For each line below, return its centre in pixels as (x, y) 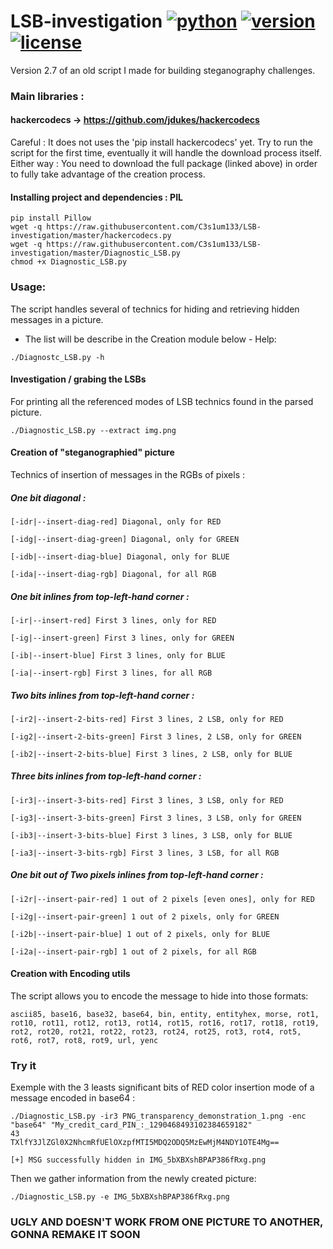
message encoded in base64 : (73, 1098)
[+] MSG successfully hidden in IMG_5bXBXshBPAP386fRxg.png (138, 1160)
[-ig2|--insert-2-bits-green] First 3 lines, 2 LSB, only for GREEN (156, 736)
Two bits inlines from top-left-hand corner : (102, 695)
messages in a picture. (57, 319)
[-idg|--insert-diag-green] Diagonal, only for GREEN (125, 539)
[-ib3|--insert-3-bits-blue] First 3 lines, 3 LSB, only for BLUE (151, 835)
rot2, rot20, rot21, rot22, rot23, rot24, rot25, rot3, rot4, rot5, (156, 1032)
